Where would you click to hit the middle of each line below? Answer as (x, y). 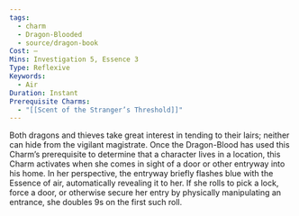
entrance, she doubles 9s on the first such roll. (96, 202)
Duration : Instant (44, 93)
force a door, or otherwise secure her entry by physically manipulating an (145, 193)
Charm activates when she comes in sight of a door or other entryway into (147, 164)
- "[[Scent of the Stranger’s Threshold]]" (100, 110)
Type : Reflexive (40, 68)
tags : (19, 18)
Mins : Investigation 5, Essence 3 (74, 59)
